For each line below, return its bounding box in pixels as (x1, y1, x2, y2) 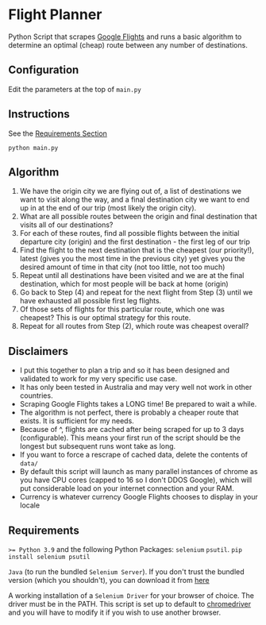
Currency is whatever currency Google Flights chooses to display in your (19, 492, 258, 502)
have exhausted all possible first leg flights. (19, 296, 162, 306)
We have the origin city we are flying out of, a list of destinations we (19, 187, 242, 196)
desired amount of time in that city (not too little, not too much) (19, 262, 226, 272)
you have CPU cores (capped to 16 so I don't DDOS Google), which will (19, 475, 253, 485)
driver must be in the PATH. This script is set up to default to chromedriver (8, 600, 252, 608)
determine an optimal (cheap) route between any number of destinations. (8, 40, 248, 49)
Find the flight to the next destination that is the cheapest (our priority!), (19, 245, 254, 255)
